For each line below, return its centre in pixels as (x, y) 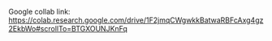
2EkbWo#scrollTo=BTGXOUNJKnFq (68, 29)
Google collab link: (39, 12)
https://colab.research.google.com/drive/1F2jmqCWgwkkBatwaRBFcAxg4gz (136, 20)
